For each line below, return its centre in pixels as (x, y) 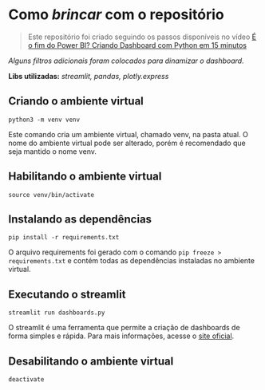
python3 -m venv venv (44, 120)
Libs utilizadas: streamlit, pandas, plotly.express (89, 76)
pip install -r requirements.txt (64, 238)
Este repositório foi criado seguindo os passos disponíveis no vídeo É (142, 37)
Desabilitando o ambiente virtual (91, 361)
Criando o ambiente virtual (76, 101)
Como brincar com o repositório (117, 15)
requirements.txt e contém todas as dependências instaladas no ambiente (132, 261)
